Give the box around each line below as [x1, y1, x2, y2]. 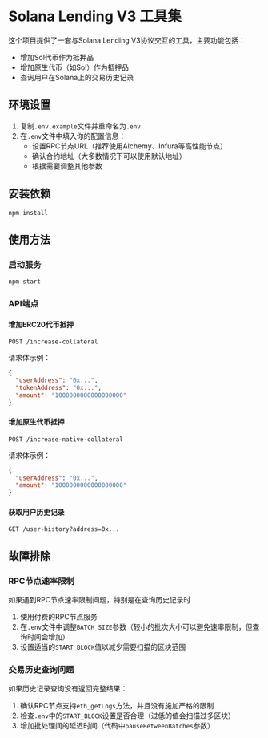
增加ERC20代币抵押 [8, 319, 74, 329]
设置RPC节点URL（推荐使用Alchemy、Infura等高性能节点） [31, 141, 228, 151]
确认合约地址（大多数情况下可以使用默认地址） [31, 151, 186, 160]
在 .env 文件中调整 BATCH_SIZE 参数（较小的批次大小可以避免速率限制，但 [19, 622, 254, 632]
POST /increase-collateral [8, 338, 98, 346]
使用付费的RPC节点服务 [19, 612, 98, 622]
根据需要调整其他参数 [31, 161, 102, 171]
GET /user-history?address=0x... [8, 525, 120, 533]
